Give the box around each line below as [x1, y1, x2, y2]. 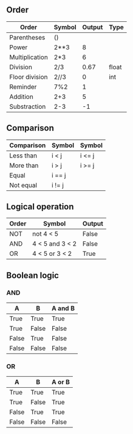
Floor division [9, 72, 48, 81]
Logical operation [6, 202, 74, 212]
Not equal [9, 181, 38, 189]
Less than [9, 151, 38, 160]
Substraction [9, 102, 46, 111]
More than [9, 161, 39, 170]
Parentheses [9, 33, 46, 41]
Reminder [9, 82, 37, 91]
